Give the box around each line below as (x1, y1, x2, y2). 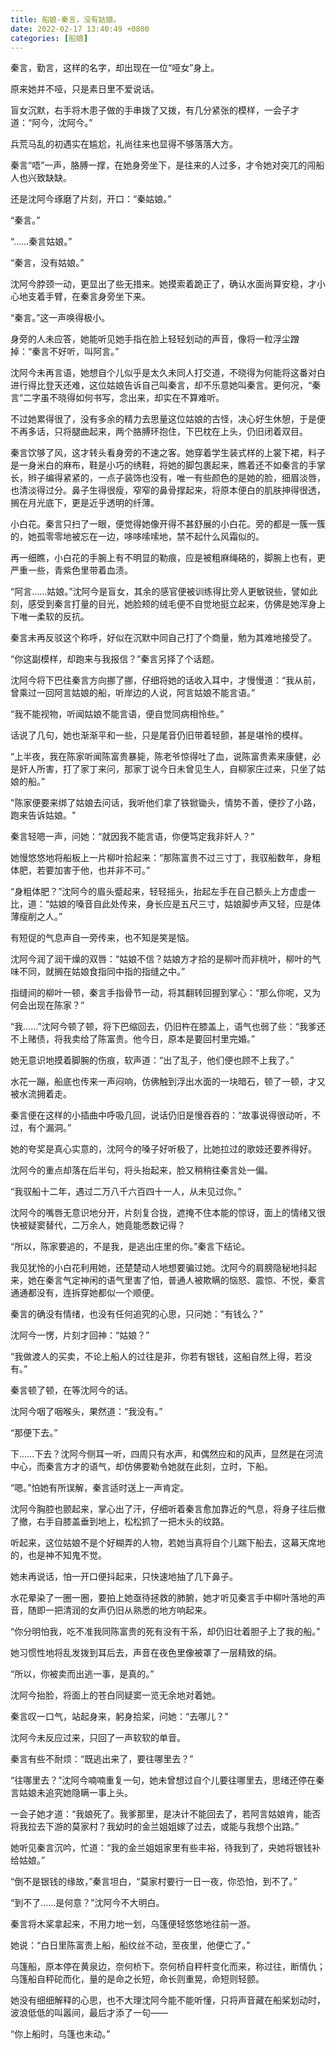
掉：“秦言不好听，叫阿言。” (10, 346, 120, 358)
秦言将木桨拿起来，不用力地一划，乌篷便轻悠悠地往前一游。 (10, 1918, 256, 1930)
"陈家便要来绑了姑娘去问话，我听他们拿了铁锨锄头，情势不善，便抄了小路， (10, 797, 322, 809)
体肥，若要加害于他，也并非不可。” (10, 864, 151, 876)
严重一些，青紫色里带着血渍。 (10, 564, 133, 576)
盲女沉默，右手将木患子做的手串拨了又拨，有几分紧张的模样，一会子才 (10, 104, 300, 116)
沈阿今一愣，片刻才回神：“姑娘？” (10, 1329, 150, 1341)
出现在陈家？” (27, 999, 85, 1011)
